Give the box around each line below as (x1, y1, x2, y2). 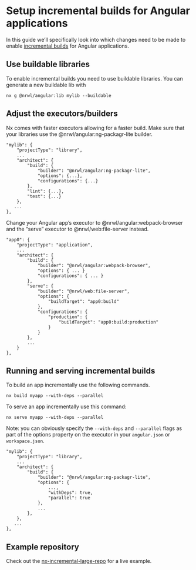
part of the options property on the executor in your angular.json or (6, 431, 170, 438)
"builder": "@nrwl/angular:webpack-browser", (37, 262, 151, 268)
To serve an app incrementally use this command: (6, 403, 127, 410)
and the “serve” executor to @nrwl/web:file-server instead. (6, 225, 149, 232)
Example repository (6, 542, 79, 552)
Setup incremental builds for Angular (6, 4, 191, 18)
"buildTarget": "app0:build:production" (58, 319, 159, 325)
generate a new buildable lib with (6, 81, 86, 88)
